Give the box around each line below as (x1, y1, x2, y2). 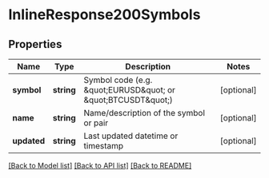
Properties (8, 38, 62, 51)
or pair (83, 117, 109, 129)
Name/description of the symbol (83, 108, 206, 118)
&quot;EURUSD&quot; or (83, 85, 176, 95)
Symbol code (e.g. (83, 74, 153, 85)
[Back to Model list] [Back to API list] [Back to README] (8, 161, 192, 170)
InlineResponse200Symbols (8, 6, 201, 24)
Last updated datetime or (83, 130, 179, 141)
